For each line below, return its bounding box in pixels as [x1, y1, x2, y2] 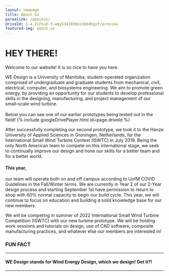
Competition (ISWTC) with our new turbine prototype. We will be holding [5, 218, 155, 224]
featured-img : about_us [5, 26, 55, 31]
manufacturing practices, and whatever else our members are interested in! [5, 228, 162, 234]
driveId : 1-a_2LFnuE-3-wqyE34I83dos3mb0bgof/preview [5, 21, 118, 27]
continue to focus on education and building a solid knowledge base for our [5, 197, 162, 204]
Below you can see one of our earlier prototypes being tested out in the [5, 112, 153, 118]
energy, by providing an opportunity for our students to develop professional [5, 90, 164, 96]
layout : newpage [5, 7, 39, 13]
